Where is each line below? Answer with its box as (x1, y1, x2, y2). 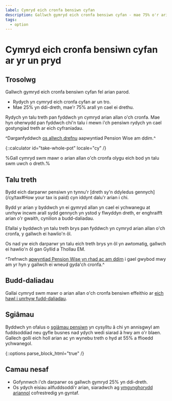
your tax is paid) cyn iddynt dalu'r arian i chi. (35, 195, 129, 201)
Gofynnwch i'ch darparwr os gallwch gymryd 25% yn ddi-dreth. (12, 378, 148, 385)
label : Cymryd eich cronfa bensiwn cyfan (5, 7, 95, 13)
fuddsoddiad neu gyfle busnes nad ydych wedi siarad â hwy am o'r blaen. (5, 329, 161, 335)
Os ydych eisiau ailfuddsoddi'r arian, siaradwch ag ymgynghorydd (12, 384, 153, 390)
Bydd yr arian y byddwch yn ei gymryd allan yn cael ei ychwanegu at (5, 204, 150, 211)
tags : (5, 17, 17, 22)
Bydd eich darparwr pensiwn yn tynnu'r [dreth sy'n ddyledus (5, 189, 134, 195)
